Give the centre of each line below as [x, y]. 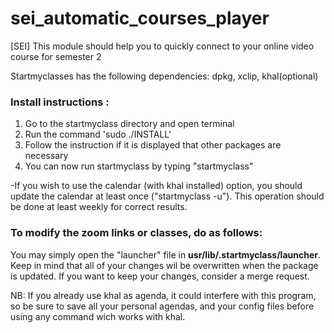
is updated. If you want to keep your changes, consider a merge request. [160, 276]
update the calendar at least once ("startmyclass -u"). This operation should [167, 196]
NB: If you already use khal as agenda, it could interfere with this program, [163, 295]
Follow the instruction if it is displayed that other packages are [153, 145]
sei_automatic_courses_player [140, 18]
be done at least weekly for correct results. [99, 207]
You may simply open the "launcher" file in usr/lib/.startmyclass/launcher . [165, 254]
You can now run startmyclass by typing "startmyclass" [139, 166]
